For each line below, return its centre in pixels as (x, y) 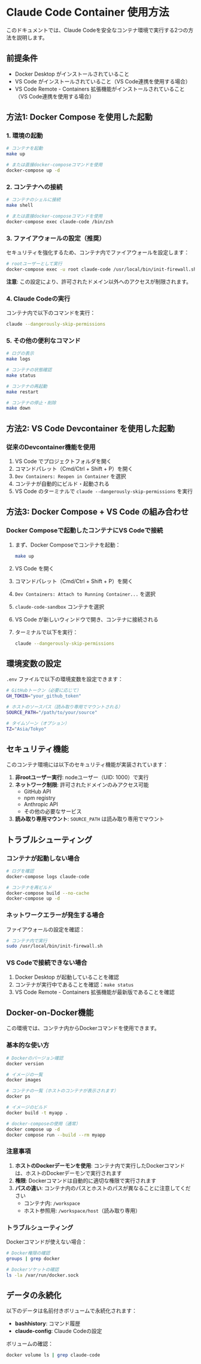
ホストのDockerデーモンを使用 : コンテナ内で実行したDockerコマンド (100, 1165)
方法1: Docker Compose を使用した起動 (80, 117)
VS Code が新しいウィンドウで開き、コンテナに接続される (86, 619)
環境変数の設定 (34, 663)
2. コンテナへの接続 (34, 187)
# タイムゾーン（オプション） (38, 723)
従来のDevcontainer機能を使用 (51, 447)
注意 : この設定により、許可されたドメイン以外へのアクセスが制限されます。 (99, 281)
